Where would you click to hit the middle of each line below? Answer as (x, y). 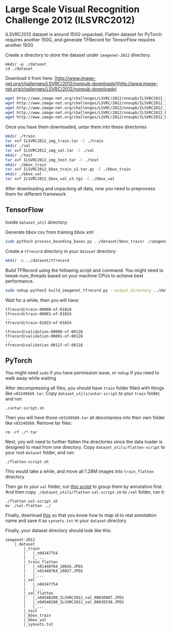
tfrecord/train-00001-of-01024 (38, 314)
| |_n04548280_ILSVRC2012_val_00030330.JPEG (74, 602)
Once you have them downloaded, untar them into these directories (76, 127)
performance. (20, 281)
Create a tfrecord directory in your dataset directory (61, 251)
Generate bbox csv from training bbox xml (50, 232)
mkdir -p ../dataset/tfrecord (37, 261)
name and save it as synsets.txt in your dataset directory (66, 521)
